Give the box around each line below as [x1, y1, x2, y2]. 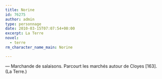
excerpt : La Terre [5, 31, 44, 36]
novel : [5, 36, 19, 41]
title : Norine [5, 7, 35, 13]
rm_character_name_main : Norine [5, 45, 73, 50]
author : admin [5, 17, 35, 22]
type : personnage [5, 21, 42, 27]
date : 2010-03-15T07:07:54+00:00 [5, 26, 75, 31]
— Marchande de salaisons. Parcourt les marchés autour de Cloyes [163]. [5, 63, 157, 69]
